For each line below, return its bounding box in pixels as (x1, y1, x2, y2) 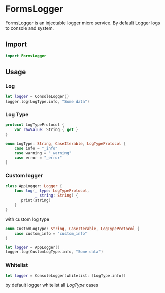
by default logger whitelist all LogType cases (5, 282, 99, 288)
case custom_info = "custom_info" (14, 231, 87, 236)
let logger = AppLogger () (5, 245, 60, 250)
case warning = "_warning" (14, 150, 72, 155)
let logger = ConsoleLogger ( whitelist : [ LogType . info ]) (5, 273, 126, 278)
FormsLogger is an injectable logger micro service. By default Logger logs (5, 20, 160, 26)
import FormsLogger (5, 53, 47, 58)
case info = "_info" (14, 146, 58, 151)
